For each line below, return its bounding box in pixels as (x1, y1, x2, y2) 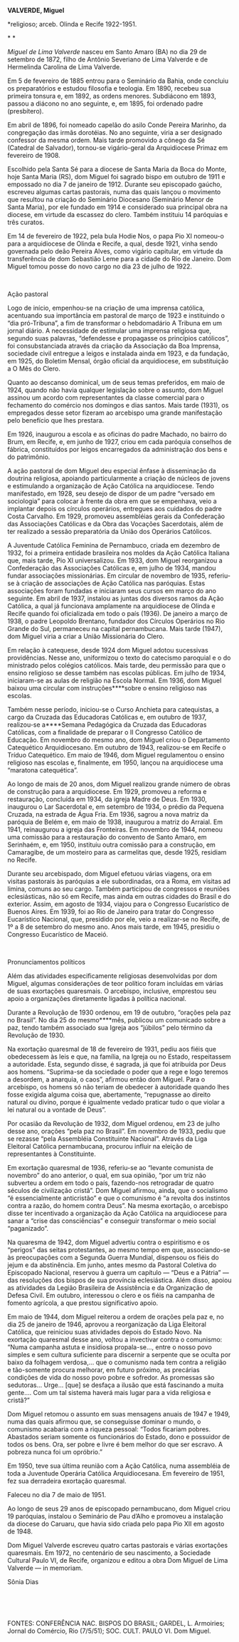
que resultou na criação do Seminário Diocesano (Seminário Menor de (7, 196, 213, 203)
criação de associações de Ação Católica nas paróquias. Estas (21, 579, 206, 588)
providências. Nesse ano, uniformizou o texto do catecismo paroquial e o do (7, 653, 231, 662)
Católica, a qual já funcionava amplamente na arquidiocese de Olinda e (7, 602, 216, 610)
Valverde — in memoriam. (7, 1563, 83, 1572)
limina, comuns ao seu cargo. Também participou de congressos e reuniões (7, 885, 230, 893)
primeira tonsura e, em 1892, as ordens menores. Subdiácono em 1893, (7, 92, 217, 100)
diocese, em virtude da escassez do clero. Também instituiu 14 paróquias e (7, 211, 228, 218)
